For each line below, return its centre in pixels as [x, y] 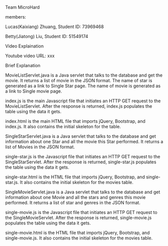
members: [16, 17]
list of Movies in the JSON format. [40, 147]
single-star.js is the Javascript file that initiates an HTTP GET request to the [83, 157]
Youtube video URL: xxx [30, 56]
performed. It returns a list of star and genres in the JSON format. [73, 203]
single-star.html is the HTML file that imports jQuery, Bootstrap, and [75, 177]
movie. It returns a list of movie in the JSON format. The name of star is [79, 80]
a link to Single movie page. [34, 91]
